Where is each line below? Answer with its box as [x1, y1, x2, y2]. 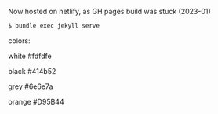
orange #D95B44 [8, 97, 64, 106]
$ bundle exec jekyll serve [8, 22, 100, 30]
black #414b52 [8, 66, 56, 75]
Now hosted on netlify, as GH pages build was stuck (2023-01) [8, 7, 212, 16]
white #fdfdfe [8, 51, 53, 61]
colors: [8, 35, 31, 46]
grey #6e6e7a [8, 82, 53, 91]
